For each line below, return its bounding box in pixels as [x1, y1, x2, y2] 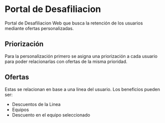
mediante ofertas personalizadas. [5, 25, 74, 31]
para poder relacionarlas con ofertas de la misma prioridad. [5, 58, 127, 64]
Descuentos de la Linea [12, 101, 61, 107]
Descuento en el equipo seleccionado [12, 111, 91, 118]
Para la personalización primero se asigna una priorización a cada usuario [5, 53, 157, 59]
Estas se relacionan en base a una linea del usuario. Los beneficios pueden [5, 86, 160, 92]
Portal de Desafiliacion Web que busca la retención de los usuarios [5, 20, 143, 26]
